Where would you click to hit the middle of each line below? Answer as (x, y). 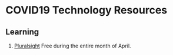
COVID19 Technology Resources (86, 10)
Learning (22, 32)
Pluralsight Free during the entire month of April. (72, 46)
